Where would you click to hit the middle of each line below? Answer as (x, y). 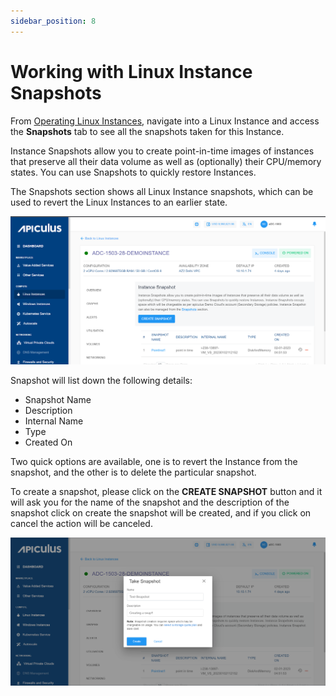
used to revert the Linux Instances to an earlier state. (119, 202)
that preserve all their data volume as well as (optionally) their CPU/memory (166, 161)
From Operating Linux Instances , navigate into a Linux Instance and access (165, 121)
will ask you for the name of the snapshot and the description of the (150, 502)
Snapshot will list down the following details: (101, 381)
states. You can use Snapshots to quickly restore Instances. (133, 172)
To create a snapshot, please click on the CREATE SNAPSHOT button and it (166, 492)
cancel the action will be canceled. (81, 524)
